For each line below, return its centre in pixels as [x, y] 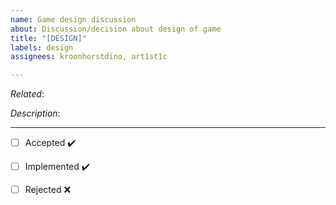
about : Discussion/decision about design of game [116, 29]
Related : [27, 94]
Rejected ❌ [48, 190]
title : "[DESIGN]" [48, 38]
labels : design [42, 47]
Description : [35, 113]
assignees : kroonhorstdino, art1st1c [89, 57]
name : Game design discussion [73, 19]
